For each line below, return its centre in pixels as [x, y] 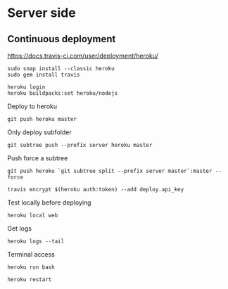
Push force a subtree [38, 158]
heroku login [26, 87]
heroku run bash [31, 267]
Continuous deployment [62, 39]
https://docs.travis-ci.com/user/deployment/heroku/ [83, 56]
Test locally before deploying [49, 203]
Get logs [19, 229]
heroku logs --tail [36, 241]
